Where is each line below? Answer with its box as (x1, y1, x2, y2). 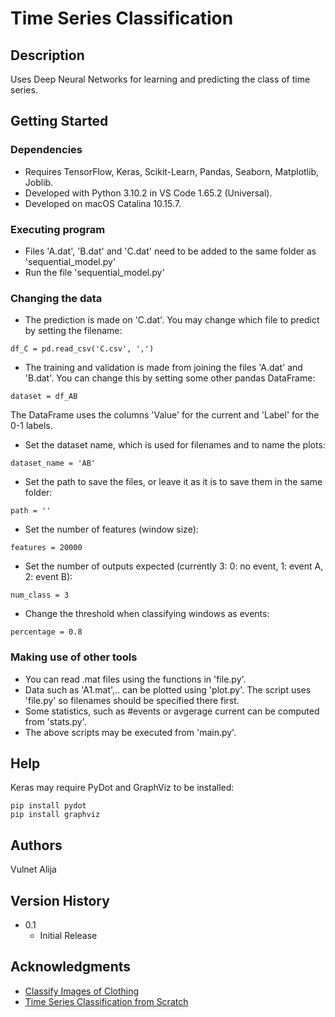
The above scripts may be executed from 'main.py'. (24, 726, 237, 738)
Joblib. (24, 176, 54, 188)
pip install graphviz (10, 810, 101, 820)
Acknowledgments (10, 958, 132, 976)
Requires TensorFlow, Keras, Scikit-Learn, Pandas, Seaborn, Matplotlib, (24, 165, 320, 177)
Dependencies (10, 143, 83, 157)
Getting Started (10, 113, 109, 130)
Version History (10, 892, 110, 909)
